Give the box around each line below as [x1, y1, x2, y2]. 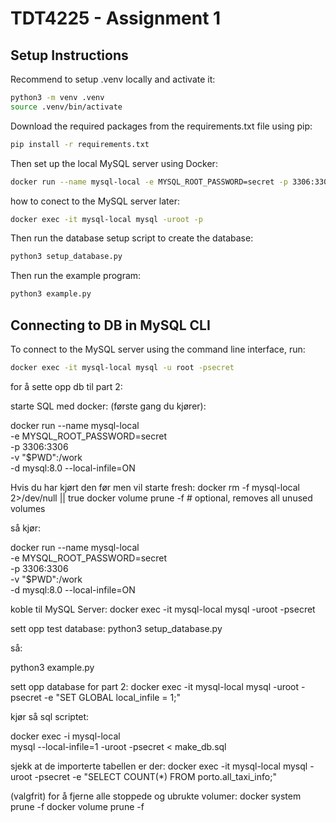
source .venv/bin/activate [10, 102, 123, 112]
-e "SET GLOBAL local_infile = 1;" [43, 691, 182, 703]
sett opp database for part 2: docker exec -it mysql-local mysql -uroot [10, 680, 300, 692]
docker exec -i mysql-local [10, 730, 121, 742]
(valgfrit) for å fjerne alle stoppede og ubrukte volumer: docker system [10, 790, 302, 802]
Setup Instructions [10, 47, 129, 64]
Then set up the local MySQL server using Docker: [10, 157, 218, 169]
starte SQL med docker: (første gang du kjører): [10, 400, 207, 412]
